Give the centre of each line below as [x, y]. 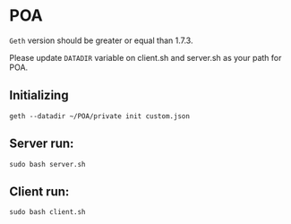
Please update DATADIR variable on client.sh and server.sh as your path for [145, 57]
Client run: [39, 191]
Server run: [42, 144]
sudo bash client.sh [48, 212]
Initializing [39, 95]
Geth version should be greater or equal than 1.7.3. [101, 40]
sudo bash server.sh [48, 164]
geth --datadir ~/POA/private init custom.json [100, 116]
